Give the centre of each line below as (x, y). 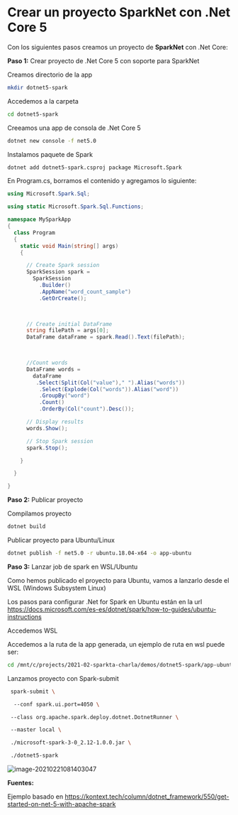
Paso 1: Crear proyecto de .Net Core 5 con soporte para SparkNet (103, 60)
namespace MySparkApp (39, 220)
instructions (25, 617)
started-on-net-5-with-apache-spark (62, 804)
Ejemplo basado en (35, 797)
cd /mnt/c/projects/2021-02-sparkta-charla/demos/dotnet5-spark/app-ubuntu (121, 664)
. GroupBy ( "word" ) (64, 396)
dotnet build (27, 527)
